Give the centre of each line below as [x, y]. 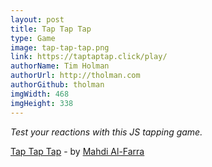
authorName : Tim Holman [60, 66]
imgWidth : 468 [40, 94]
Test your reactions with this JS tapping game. [106, 132]
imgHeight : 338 [42, 103]
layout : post [37, 19]
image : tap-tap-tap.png [60, 47]
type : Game [33, 38]
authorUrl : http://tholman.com [75, 76]
